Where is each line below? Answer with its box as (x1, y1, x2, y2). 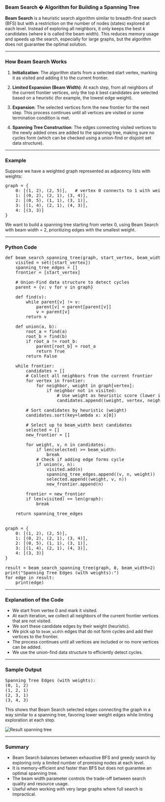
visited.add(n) (46, 467, 83, 472)
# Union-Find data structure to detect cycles (15, 280, 130, 285)
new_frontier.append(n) (46, 481, 104, 487)
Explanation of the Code (5, 597, 64, 604)
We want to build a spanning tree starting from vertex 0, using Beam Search (5, 222, 159, 227)
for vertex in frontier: (26, 378, 86, 384)
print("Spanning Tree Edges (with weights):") (5, 570, 119, 576)
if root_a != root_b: (26, 339, 78, 344)
